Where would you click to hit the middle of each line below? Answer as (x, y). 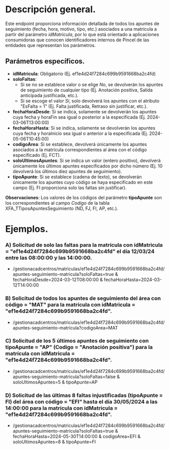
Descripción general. (50, 9)
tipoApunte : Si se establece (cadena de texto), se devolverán (77, 177)
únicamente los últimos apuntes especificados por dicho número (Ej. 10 (88, 166)
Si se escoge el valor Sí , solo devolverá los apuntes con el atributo (90, 101)
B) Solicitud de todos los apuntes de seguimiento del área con (83, 298)
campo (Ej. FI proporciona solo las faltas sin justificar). (70, 187)
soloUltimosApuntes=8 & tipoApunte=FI (54, 442)
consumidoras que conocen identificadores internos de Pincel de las (77, 40)
